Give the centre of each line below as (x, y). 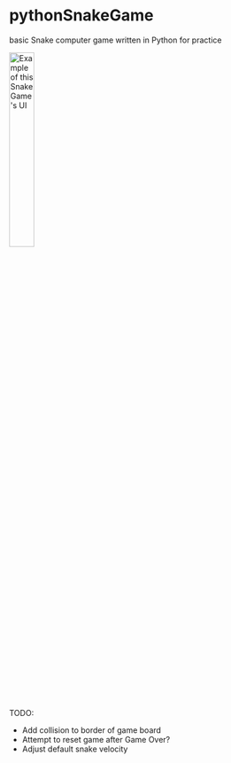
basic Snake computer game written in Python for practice (115, 40)
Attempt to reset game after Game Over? (96, 739)
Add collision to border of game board (92, 730)
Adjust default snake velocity (75, 749)
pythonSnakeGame (81, 16)
